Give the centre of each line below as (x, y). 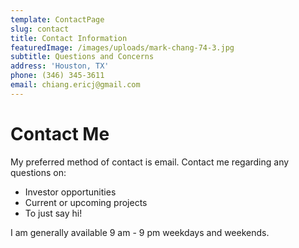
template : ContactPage (57, 19)
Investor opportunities (70, 192)
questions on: (38, 172)
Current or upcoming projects (86, 202)
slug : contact (40, 29)
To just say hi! (53, 213)
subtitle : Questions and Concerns (82, 57)
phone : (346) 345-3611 (57, 76)
